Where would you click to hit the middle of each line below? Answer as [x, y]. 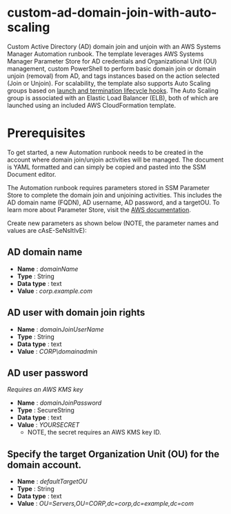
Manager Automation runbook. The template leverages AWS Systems [106, 54]
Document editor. [32, 174]
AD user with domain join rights [76, 313]
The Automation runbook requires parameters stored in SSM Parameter [109, 187]
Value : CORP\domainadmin [57, 351]
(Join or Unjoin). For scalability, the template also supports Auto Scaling [109, 83]
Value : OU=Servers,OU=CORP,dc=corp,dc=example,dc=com [106, 504]
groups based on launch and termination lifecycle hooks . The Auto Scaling [113, 91]
